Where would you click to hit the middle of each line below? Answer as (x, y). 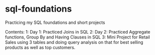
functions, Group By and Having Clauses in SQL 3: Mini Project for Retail (77, 37)
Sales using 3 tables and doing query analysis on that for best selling (74, 42)
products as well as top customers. (40, 47)
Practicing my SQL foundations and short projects (55, 22)
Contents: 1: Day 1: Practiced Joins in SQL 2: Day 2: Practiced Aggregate (78, 32)
